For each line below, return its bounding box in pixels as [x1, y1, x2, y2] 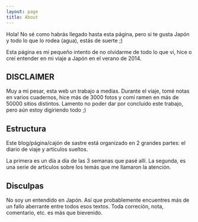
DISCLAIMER [6, 72, 55, 82]
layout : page [6, 8, 39, 15]
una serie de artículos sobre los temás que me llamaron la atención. [6, 164, 171, 171]
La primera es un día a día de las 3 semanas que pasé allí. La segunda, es [6, 157, 186, 164]
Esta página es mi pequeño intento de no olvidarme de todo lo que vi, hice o [6, 48, 192, 55]
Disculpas [6, 180, 44, 191]
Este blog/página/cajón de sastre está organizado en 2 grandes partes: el [6, 139, 186, 147]
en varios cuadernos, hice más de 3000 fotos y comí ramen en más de [6, 94, 179, 101]
